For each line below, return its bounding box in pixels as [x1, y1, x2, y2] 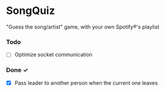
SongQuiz [6, 4, 56, 17]
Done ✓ [6, 66, 29, 74]
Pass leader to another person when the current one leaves [14, 79, 158, 86]
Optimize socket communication [14, 51, 92, 58]
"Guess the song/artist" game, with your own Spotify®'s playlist [6, 23, 160, 30]
